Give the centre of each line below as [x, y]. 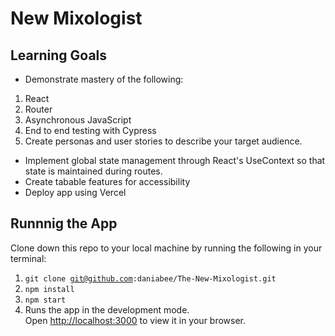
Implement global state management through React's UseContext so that [175, 160]
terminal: [28, 258]
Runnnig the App [64, 223]
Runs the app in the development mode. [107, 309]
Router [38, 109]
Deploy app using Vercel [75, 192]
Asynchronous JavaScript [78, 120]
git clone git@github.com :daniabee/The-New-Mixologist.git [150, 278]
